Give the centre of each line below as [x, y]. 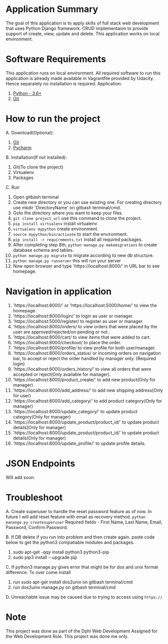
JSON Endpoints [40, 463]
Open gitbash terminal [36, 197]
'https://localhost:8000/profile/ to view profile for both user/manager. [84, 348]
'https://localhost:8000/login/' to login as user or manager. [73, 316]
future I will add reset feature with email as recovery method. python [76, 517]
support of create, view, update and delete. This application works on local [82, 33]
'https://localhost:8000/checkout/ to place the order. [67, 342]
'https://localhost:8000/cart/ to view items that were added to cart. [82, 337]
